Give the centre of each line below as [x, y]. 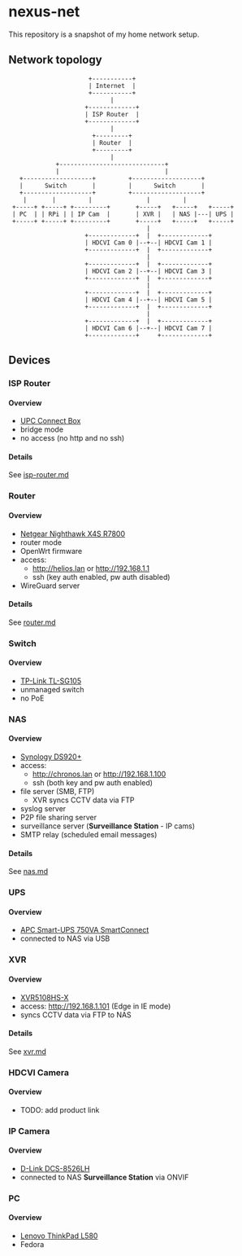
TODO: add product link [60, 1109]
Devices [30, 360]
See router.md [32, 622]
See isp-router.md [39, 475]
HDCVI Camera [39, 1072]
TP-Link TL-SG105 [51, 681]
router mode [41, 542]
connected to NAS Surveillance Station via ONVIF [104, 1177]
